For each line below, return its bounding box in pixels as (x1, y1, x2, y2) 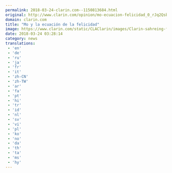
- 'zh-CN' (7, 74, 29, 79)
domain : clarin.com (5, 17, 47, 22)
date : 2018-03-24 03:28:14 (5, 31, 63, 36)
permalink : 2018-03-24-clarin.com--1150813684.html (5, 7, 118, 13)
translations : (5, 41, 36, 46)
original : (5, 12, 27, 17)
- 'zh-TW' (7, 79, 29, 84)
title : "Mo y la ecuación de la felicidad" (5, 21, 100, 27)
